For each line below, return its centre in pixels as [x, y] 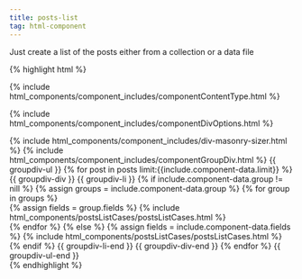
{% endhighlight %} [46, 265]
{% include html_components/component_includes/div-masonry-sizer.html [148, 140]
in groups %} [34, 198]
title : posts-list [44, 18]
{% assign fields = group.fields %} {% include [95, 207]
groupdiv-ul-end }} [44, 255]
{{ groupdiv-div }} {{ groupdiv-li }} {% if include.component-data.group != [146, 179]
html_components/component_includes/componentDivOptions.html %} [142, 123]
